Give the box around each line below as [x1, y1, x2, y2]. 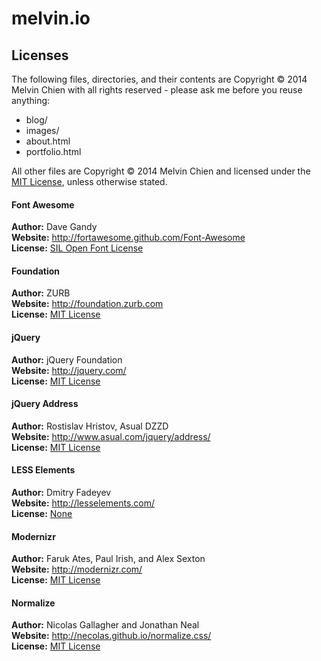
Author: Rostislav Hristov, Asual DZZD [11, 420, 169, 432]
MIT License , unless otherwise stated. [11, 176, 168, 187]
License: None [11, 508, 73, 520]
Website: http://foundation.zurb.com [11, 298, 164, 310]
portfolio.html [25, 146, 82, 157]
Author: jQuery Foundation [11, 353, 123, 366]
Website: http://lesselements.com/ [11, 497, 156, 509]
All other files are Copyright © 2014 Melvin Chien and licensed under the [11, 165, 311, 177]
